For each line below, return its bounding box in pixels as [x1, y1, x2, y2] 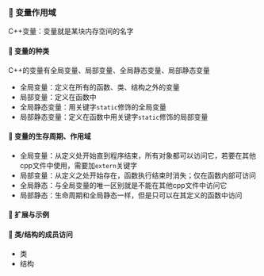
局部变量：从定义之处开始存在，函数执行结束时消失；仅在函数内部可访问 [19, 171, 256, 180]
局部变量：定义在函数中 [19, 92, 97, 102]
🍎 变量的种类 [8, 46, 50, 56]
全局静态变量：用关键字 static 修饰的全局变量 [19, 102, 166, 112]
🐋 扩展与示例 [8, 210, 50, 220]
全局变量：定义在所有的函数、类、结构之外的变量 [19, 82, 180, 92]
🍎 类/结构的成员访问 [8, 229, 73, 239]
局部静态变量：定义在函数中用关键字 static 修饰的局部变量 [19, 112, 209, 121]
